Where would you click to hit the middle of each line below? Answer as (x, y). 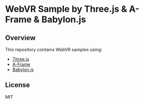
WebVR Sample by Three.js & (66, 9)
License (18, 85)
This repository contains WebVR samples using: (54, 50)
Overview (21, 38)
